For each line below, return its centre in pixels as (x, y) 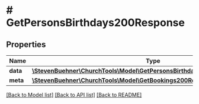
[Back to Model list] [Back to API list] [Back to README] (74, 95)
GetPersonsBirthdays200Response (96, 23)
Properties (26, 44)
